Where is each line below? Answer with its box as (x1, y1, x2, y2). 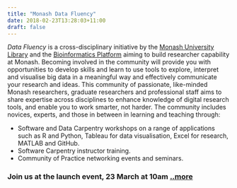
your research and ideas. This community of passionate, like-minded (7, 81, 208, 89)
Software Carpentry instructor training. (17, 146, 131, 155)
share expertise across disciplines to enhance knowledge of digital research (7, 95, 230, 104)
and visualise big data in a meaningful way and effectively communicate (7, 73, 217, 81)
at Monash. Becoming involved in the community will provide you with (7, 58, 211, 66)
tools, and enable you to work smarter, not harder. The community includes (7, 103, 226, 112)
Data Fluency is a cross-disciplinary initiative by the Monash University (7, 43, 214, 52)
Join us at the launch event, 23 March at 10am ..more (7, 172, 193, 182)
